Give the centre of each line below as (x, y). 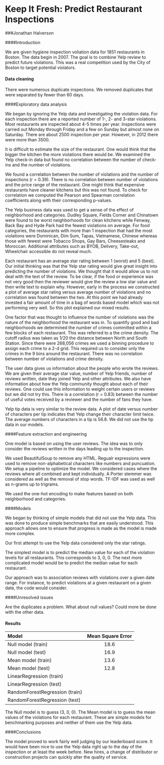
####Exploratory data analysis (36, 104)
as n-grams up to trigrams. (32, 484)
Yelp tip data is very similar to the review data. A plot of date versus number (82, 409)
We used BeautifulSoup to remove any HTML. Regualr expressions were (78, 458)
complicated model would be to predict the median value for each (71, 563)
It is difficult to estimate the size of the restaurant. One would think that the (81, 149)
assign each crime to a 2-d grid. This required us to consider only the (75, 348)
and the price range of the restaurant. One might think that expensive (75, 185)
